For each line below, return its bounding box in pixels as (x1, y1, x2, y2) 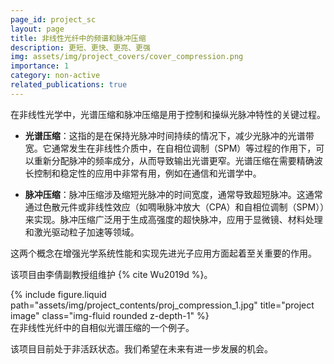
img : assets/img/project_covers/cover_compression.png (10, 52, 244, 62)
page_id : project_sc (10, 14, 97, 25)
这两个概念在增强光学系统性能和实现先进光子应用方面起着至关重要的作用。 (10, 247, 317, 259)
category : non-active (10, 71, 101, 81)
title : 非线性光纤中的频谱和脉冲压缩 (10, 33, 147, 43)
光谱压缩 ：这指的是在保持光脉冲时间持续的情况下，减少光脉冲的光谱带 (24, 129, 315, 141)
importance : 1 (10, 61, 70, 71)
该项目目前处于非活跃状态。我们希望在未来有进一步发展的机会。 (10, 342, 273, 355)
